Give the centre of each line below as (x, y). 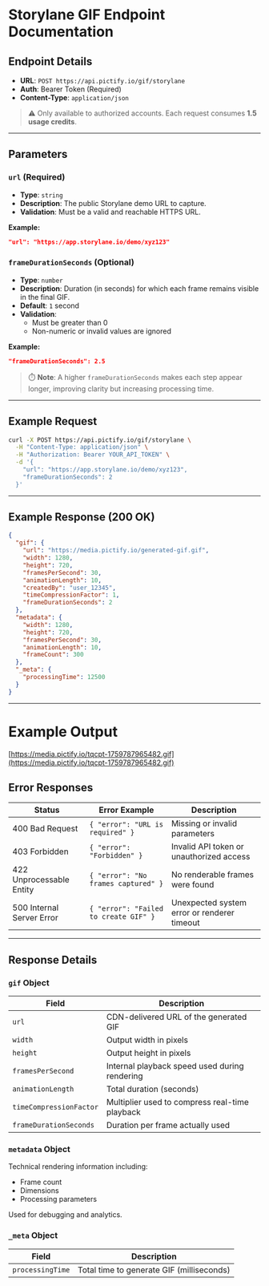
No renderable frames (213, 875)
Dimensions (39, 1191)
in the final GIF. (45, 297)
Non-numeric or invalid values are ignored (102, 331)
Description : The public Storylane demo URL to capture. (113, 203)
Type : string (41, 195)
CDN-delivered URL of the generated (177, 1017)
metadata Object (39, 1150)
